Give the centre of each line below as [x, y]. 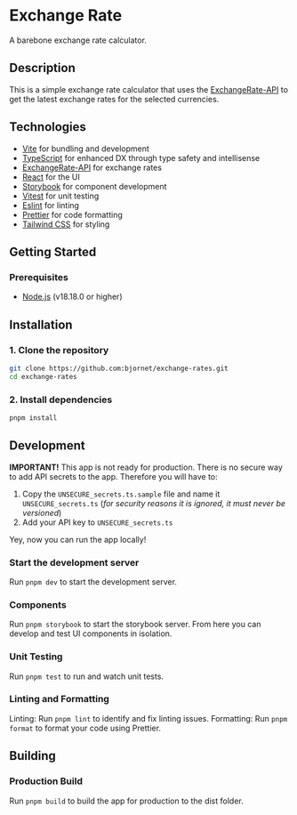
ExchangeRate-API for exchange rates [92, 167]
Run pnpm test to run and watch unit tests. [87, 676]
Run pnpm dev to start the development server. [93, 581]
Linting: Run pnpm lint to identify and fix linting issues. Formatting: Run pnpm [148, 718]
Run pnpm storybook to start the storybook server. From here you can [135, 625]
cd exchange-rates [43, 376]
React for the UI [51, 177]
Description [42, 68]
